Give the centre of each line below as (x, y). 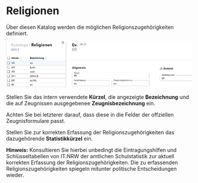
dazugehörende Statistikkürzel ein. (49, 139)
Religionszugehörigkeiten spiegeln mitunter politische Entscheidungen (91, 169)
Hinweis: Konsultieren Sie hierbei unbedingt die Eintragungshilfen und (91, 150)
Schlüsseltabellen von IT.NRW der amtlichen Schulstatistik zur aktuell (90, 157)
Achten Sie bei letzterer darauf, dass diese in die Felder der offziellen (90, 115)
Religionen (33, 11)
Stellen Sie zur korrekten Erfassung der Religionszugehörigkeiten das (90, 132)
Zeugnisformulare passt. (36, 121)
